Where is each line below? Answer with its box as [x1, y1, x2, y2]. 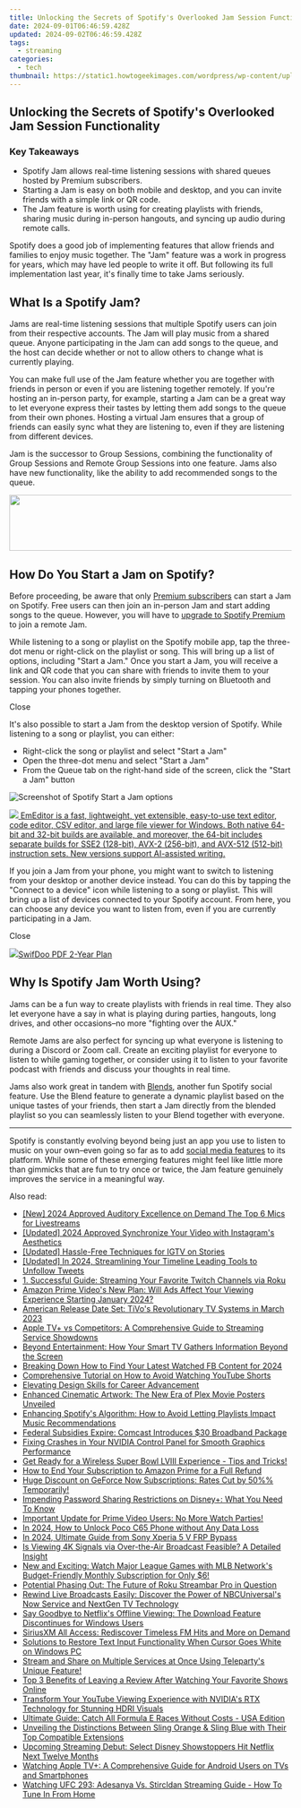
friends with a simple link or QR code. [21, 194, 161, 205]
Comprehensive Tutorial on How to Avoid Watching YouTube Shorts [21, 1370, 271, 1381]
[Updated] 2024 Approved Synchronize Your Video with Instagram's [21, 1227, 275, 1237]
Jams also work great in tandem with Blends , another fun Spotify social [9, 1080, 273, 1091]
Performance [21, 1446, 72, 1457]
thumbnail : [9, 72, 50, 81]
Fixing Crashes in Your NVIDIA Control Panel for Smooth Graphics [21, 1436, 266, 1447]
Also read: [9, 1191, 47, 1201]
